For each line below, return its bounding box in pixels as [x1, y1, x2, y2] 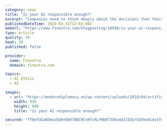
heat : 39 [5, 40, 23, 45]
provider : [5, 53, 26, 58]
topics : [5, 72, 21, 77]
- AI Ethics [9, 76, 35, 81]
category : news [5, 7, 37, 12]
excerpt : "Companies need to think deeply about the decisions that [5, 16, 150, 21]
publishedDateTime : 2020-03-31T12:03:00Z [5, 21, 92, 26]
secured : [5, 118, 23, 123]
